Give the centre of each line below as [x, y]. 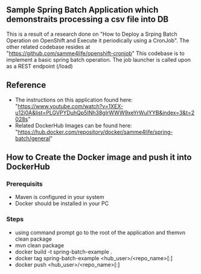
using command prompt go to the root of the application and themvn [100, 232]
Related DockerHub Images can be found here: [73, 125]
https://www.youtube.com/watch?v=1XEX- [71, 106]
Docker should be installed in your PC [62, 204]
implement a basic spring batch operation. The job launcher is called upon [99, 59]
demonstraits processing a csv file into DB [88, 20]
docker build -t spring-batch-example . [64, 252]
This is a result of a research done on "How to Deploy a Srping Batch [92, 34]
